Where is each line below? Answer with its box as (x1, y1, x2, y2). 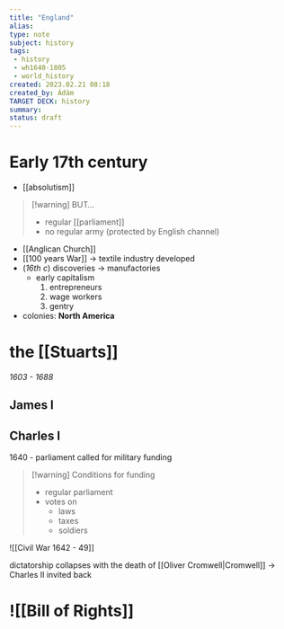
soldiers (58, 525, 88, 536)
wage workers (49, 291, 102, 302)
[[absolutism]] (22, 182, 75, 193)
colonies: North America (22, 311, 115, 322)
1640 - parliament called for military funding (9, 452, 173, 463)
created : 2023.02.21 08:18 (9, 80, 111, 89)
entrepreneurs (49, 282, 102, 293)
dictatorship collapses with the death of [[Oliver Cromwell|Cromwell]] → (9, 560, 276, 571)
